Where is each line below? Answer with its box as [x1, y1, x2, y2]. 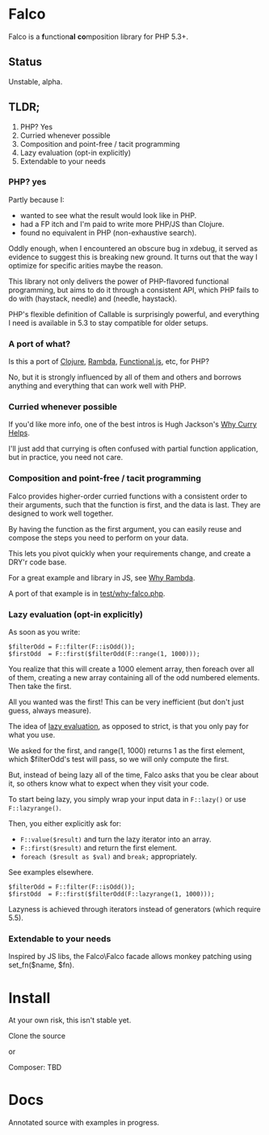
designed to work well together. [8, 508, 114, 518]
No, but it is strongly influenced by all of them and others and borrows [8, 372, 242, 382]
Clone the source [8, 1031, 66, 1041]
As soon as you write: [8, 627, 81, 637]
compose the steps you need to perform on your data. [8, 533, 189, 542]
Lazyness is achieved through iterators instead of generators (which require [8, 905, 261, 914]
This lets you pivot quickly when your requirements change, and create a [8, 548, 251, 558]
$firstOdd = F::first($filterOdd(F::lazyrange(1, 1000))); [8, 890, 216, 898]
